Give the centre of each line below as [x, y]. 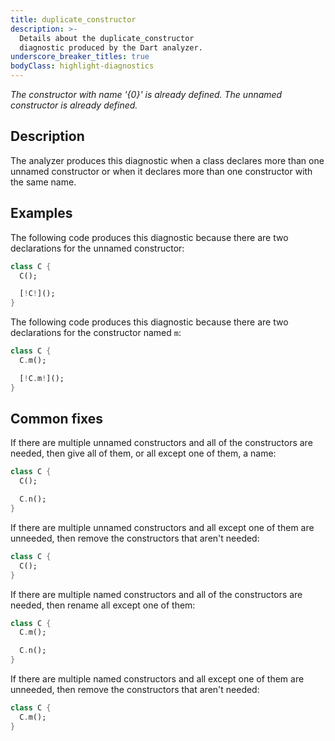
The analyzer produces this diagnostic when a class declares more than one [167, 160]
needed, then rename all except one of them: [103, 605]
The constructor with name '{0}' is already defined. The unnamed [146, 94]
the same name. [43, 182]
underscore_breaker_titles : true [80, 57]
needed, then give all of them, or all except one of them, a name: [143, 453]
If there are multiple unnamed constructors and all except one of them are [162, 527]
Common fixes [56, 419]
